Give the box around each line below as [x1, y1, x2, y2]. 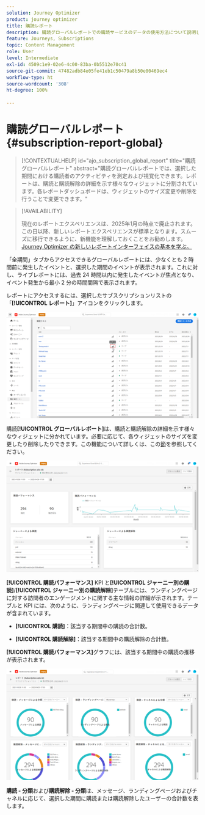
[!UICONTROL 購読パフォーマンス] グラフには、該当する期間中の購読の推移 [6, 648, 195, 656]
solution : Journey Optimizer [6, 10, 81, 16]
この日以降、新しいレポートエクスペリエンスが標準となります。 [21, 227, 181, 235]
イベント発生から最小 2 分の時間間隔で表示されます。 [6, 279, 141, 286]
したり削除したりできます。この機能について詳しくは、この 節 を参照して [11, 440, 193, 447]
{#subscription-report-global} [6, 136, 164, 150]
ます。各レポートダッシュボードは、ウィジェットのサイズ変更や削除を [21, 187, 197, 195]
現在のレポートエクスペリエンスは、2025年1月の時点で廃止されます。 [21, 220, 196, 227]
